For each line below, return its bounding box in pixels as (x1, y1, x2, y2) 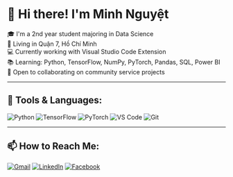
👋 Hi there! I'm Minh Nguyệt (7, 6, 169, 22)
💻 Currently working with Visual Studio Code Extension (7, 47, 166, 56)
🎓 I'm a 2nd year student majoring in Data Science (7, 29, 154, 37)
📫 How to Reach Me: (7, 140, 99, 152)
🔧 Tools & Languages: (7, 94, 103, 106)
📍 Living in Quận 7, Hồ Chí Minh (7, 40, 97, 48)
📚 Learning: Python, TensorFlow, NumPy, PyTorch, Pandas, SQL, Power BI (7, 58, 221, 66)
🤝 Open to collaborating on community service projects (7, 67, 165, 76)
